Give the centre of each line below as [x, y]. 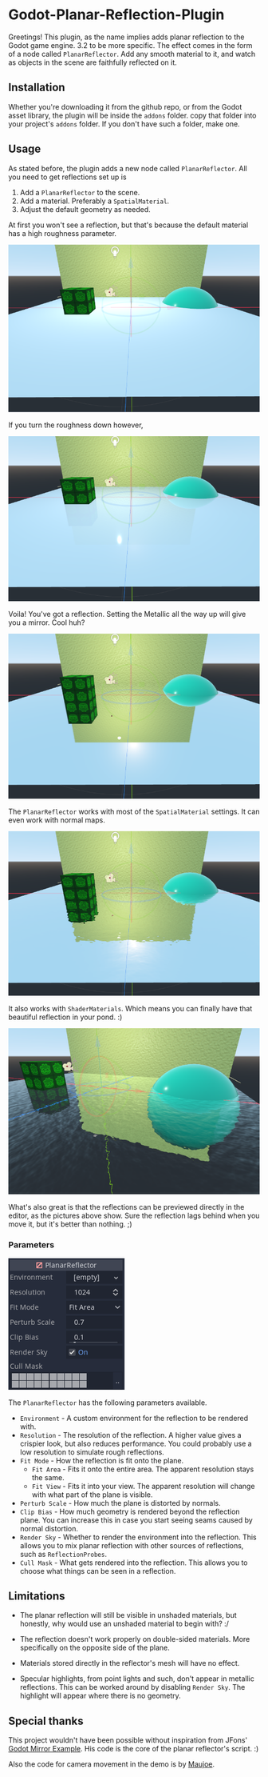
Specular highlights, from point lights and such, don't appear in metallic [137, 1679]
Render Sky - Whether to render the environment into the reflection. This [138, 1537]
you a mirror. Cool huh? [47, 622]
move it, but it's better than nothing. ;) [71, 1224]
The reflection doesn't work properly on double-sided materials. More [135, 1639]
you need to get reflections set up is [67, 177]
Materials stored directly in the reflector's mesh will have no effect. [130, 1663]
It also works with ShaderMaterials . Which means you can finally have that [130, 1009]
